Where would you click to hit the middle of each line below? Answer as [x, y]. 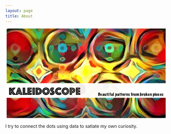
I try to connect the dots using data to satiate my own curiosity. [71, 126]
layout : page [19, 11]
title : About [19, 16]
